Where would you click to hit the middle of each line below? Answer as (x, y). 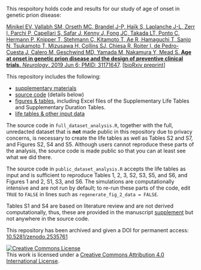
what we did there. (29, 157)
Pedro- (170, 46)
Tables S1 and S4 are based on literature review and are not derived (90, 206)
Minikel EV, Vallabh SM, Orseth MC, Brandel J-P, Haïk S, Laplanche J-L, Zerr (101, 27)
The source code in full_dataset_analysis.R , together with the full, (90, 125)
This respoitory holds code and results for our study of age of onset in (93, 9)
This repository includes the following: (53, 76)
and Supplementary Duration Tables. (60, 107)
